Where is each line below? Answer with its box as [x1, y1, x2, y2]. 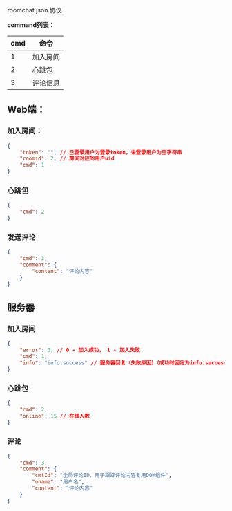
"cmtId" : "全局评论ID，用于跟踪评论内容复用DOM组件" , [32, 472, 173, 479]
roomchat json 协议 [7, 6, 62, 14]
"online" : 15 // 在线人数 [19, 412, 90, 420]
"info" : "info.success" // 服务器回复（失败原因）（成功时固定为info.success [19, 359, 227, 366]
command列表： [7, 21, 55, 29]
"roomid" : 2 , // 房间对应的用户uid [19, 155, 115, 162]
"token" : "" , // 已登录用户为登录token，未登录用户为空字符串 [19, 149, 182, 156]
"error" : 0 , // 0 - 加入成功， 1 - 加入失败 [19, 346, 140, 354]
